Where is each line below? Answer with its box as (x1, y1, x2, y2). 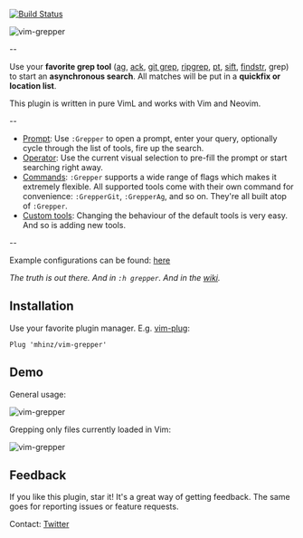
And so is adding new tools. (22, 220, 127, 230)
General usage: (9, 389, 66, 399)
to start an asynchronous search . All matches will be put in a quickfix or (9, 71, 281, 82)
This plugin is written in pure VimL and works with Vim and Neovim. (9, 98, 261, 109)
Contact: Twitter (9, 519, 70, 530)
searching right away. (22, 162, 104, 172)
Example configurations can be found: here (9, 255, 171, 265)
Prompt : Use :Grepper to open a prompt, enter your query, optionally (22, 133, 278, 144)
